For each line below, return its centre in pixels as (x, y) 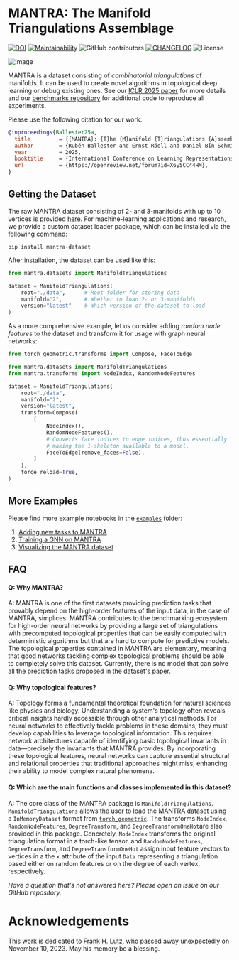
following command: (38, 234)
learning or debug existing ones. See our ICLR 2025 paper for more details (117, 90)
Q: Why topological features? (52, 687)
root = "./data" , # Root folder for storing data (100, 293)
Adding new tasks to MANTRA (62, 532)
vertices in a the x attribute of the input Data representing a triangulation (113, 856)
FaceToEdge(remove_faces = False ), (95, 453)
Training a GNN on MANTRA (60, 539)
